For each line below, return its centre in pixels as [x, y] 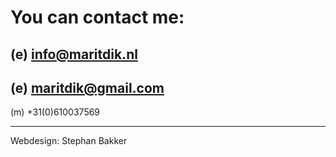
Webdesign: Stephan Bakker [69, 141]
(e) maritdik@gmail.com [87, 87]
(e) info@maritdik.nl [74, 54]
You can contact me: [97, 17]
